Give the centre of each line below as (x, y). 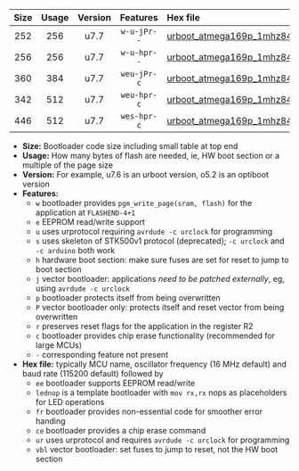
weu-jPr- (139, 74)
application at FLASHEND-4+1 (85, 212)
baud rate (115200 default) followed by (93, 373)
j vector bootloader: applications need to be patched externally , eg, (160, 279)
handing (50, 421)
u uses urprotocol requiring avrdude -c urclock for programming (154, 231)
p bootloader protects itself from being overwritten (128, 297)
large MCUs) (59, 345)
